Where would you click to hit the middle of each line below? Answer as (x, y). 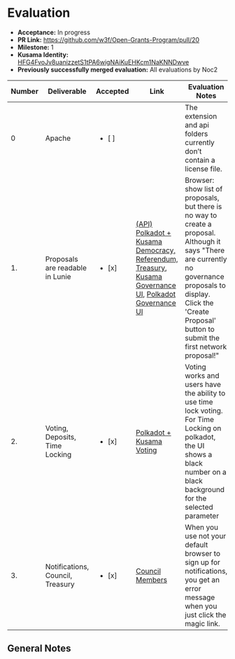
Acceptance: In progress (54, 32)
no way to (201, 215)
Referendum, (157, 259)
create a (198, 224)
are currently (206, 259)
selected (199, 507)
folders (197, 133)
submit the (202, 338)
